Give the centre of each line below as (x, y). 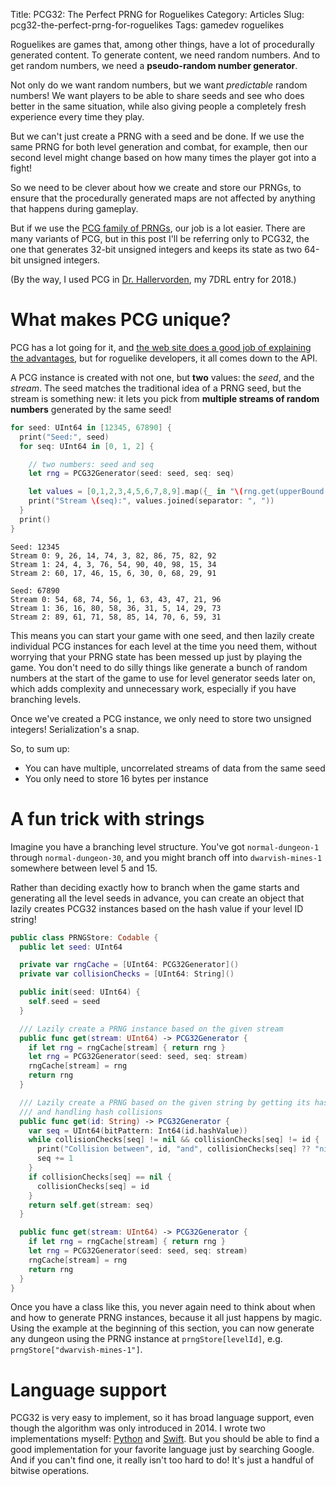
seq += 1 (55, 1159)
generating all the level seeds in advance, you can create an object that (157, 898)
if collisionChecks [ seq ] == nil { (100, 1177)
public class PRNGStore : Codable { (84, 937)
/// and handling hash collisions (91, 1112)
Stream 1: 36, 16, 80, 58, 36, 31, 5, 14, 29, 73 (116, 608)
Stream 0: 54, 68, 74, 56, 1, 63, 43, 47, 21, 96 (116, 599)
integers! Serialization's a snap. (75, 729)
